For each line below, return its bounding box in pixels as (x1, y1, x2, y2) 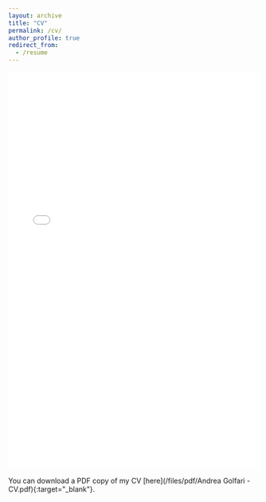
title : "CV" (8, 19, 48, 27)
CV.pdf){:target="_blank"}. (8, 484, 96, 494)
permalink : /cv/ (8, 26, 62, 34)
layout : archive (8, 11, 62, 20)
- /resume (15, 49, 48, 57)
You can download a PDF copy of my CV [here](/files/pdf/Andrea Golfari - (8, 476, 251, 485)
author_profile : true (8, 33, 80, 42)
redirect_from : (8, 41, 59, 49)
